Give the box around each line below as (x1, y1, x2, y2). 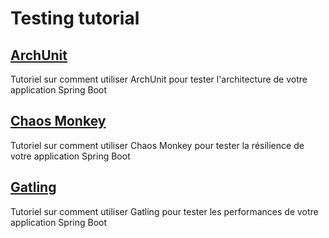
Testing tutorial (10, 7, 140, 30)
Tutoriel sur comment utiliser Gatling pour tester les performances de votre (10, 205, 319, 217)
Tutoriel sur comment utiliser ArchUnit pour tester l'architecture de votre (10, 73, 308, 85)
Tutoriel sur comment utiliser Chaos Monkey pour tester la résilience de (10, 139, 305, 151)
